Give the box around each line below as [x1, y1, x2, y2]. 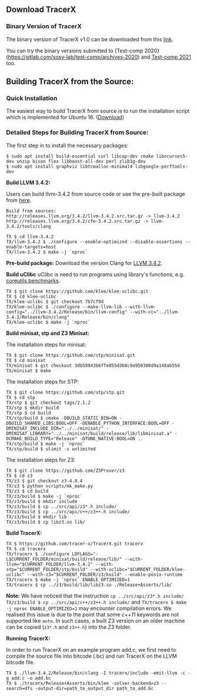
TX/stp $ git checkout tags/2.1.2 [6, 400, 91, 406]
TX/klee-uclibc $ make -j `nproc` [6, 319, 91, 325]
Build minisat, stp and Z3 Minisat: [6, 329, 90, 337]
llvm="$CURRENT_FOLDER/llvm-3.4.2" [6, 561, 94, 567]
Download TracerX [6, 5, 76, 15]
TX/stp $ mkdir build [6, 405, 59, 411]
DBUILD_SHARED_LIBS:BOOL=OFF [6, 420, 78, 426]
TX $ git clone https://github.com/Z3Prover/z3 [6, 467, 125, 474]
